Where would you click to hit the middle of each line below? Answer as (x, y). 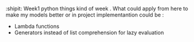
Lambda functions (37, 26)
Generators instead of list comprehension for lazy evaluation (89, 33)
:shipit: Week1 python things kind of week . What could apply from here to (97, 9)
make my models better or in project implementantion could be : (85, 15)
